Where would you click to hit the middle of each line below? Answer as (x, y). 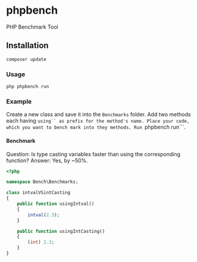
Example (19, 101)
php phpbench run (28, 87)
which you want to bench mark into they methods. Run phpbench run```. (96, 127)
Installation (27, 46)
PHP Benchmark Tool (32, 27)
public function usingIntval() (56, 204)
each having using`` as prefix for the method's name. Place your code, (98, 121)
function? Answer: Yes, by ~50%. (47, 160)
